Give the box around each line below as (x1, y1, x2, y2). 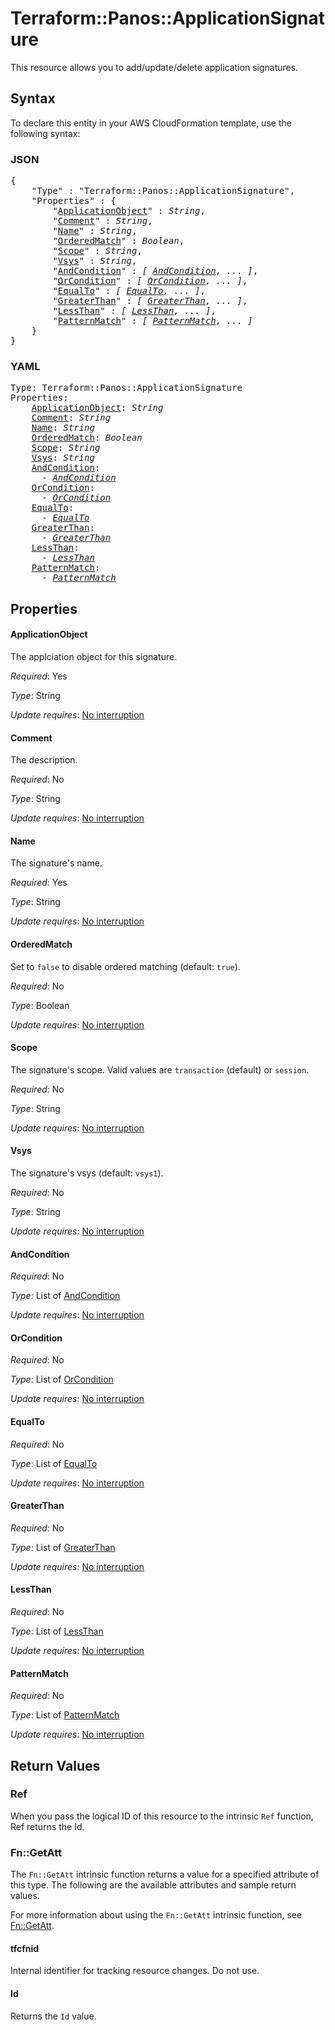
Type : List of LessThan (10, 1625, 104, 1637)
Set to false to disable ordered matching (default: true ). (10, 960, 241, 972)
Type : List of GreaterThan (10, 1541, 116, 1553)
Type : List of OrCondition (10, 1373, 114, 1386)
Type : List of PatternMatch (10, 1709, 120, 1721)
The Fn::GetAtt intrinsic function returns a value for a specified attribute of (10, 1868, 320, 1881)
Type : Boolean (10, 999, 70, 1011)
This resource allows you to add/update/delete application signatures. (10, 61, 299, 73)
